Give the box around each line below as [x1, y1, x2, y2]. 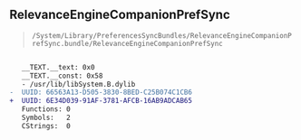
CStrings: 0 [21, 121, 71, 130]
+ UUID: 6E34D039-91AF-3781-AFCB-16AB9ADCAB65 [9, 97, 193, 106]
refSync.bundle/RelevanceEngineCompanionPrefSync [31, 39, 224, 48]
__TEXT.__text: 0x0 [21, 62, 95, 71]
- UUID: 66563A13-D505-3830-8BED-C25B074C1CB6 [9, 88, 193, 98]
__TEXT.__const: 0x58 [21, 71, 103, 80]
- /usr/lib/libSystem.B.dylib [21, 79, 136, 89]
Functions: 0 [21, 105, 71, 114]
